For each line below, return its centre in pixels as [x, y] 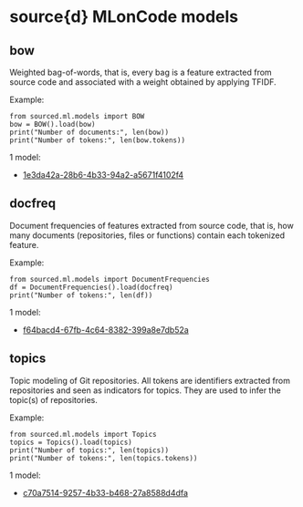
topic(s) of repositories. [54, 399]
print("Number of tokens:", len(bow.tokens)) [97, 140]
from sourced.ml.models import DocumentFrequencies [110, 279]
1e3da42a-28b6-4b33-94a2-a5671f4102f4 [103, 175]
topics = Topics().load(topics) [71, 442]
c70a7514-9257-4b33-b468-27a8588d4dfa [105, 492]
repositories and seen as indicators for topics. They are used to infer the [145, 390]
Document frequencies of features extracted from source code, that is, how [151, 225]
